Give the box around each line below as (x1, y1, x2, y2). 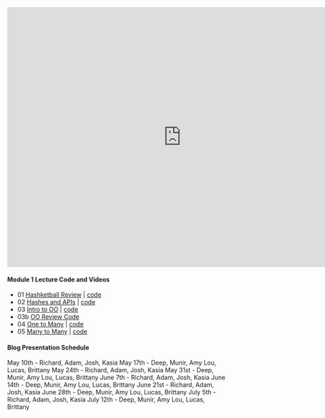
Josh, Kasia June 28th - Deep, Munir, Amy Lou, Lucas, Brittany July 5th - (7, 388, 217, 397)
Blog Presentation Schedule (7, 343, 90, 351)
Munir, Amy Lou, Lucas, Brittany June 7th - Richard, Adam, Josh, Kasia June (7, 374, 226, 382)
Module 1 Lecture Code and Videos (7, 275, 110, 284)
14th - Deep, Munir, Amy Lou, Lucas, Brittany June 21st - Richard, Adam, (7, 381, 215, 389)
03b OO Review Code (17, 313, 80, 321)
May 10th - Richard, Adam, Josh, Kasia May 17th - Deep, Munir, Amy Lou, (7, 358, 217, 367)
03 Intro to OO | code (17, 305, 78, 314)
